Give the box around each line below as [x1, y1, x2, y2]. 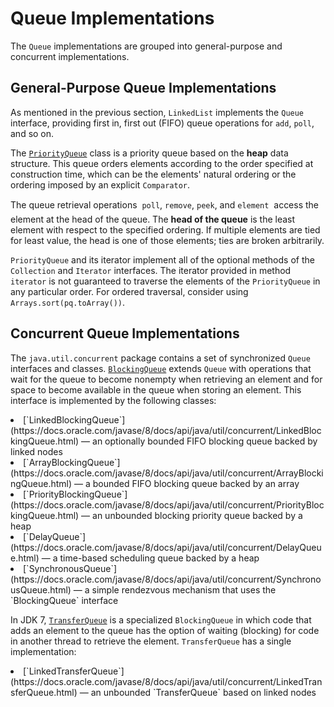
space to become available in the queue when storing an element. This [10, 383, 302, 396]
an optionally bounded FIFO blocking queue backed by [92, 435, 318, 447]
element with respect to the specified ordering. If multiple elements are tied [10, 223, 321, 236]
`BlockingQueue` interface [10, 594, 119, 606]
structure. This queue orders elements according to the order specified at [10, 157, 314, 169]
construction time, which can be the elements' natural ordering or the [10, 168, 297, 180]
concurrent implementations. [10, 50, 130, 62]
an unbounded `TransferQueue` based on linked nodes [90, 686, 317, 698]
